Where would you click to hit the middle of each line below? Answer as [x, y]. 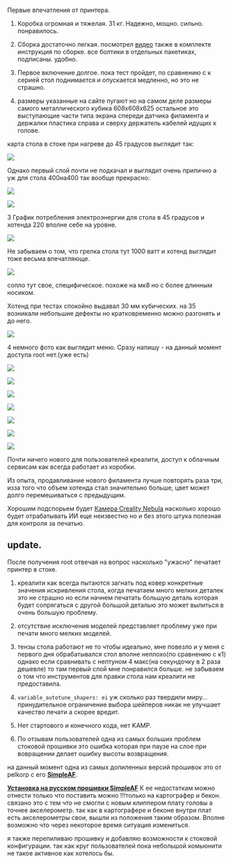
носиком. [21, 292]
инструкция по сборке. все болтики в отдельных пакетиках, [107, 52]
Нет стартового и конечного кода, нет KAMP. [84, 725]
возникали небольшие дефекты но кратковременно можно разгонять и [114, 313]
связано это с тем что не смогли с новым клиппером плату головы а [110, 802]
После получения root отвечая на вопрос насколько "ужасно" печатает [114, 562]
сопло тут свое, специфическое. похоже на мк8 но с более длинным [110, 285]
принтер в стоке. [32, 569]
